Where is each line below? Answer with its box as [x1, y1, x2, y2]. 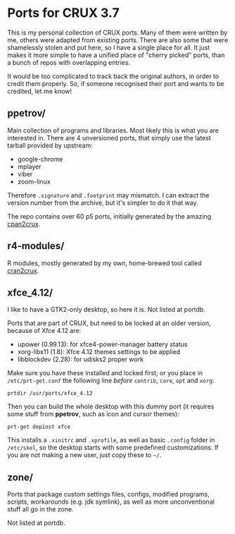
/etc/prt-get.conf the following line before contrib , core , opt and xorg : [7, 376, 215, 385]
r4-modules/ [7, 240, 65, 252]
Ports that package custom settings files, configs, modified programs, [7, 490, 210, 499]
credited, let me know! [7, 87, 72, 95]
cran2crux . [7, 266, 39, 274]
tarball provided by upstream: [7, 141, 93, 150]
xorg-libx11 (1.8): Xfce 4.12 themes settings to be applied [17, 348, 181, 356]
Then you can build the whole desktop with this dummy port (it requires [7, 402, 215, 411]
